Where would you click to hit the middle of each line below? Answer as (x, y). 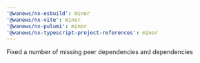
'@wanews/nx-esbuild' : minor (48, 13)
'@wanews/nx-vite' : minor (43, 20)
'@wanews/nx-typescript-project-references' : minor (82, 33)
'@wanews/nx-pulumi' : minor (47, 26)
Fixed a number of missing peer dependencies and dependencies (100, 52)
